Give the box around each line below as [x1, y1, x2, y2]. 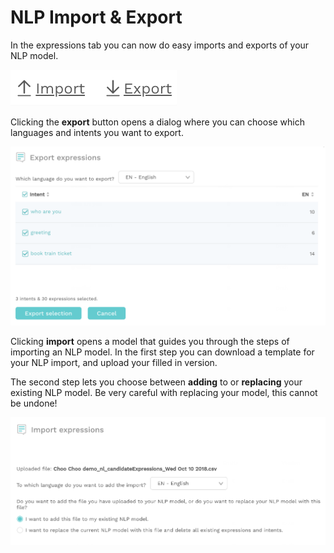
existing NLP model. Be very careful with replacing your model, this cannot [10, 387, 318, 399]
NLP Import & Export [10, 6, 183, 29]
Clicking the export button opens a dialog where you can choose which [10, 116, 306, 128]
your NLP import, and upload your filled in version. [10, 357, 218, 369]
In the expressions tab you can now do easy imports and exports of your [10, 39, 310, 51]
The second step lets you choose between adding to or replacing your [10, 376, 303, 388]
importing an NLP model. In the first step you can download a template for [10, 346, 315, 358]
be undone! [10, 397, 58, 410]
